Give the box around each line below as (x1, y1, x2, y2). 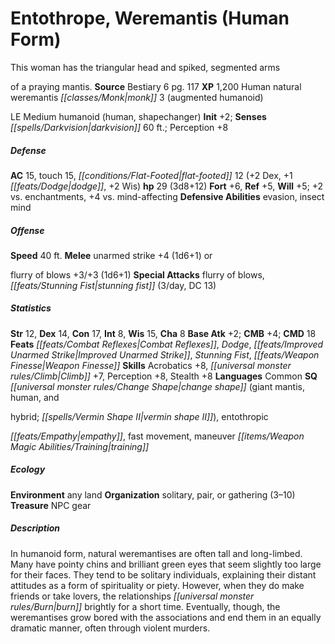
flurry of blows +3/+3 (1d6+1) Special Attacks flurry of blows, (10, 268, 265, 281)
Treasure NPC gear (10, 499, 92, 511)
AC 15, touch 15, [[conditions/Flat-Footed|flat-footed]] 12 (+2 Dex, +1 (10, 169, 293, 181)
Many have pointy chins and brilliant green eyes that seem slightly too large (10, 558, 322, 570)
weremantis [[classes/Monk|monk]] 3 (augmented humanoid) (10, 91, 264, 103)
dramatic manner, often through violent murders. (10, 622, 211, 634)
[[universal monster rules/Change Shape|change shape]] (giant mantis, (10, 380, 306, 392)
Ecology (10, 463, 46, 476)
